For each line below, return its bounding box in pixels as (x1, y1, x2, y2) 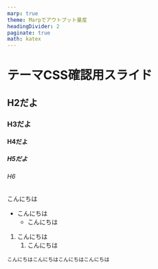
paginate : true (7, 29, 51, 36)
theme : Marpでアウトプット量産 (7, 17, 87, 23)
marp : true (7, 10, 38, 17)
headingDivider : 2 (7, 23, 60, 30)
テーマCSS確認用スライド (7, 67, 153, 83)
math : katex (7, 36, 41, 43)
